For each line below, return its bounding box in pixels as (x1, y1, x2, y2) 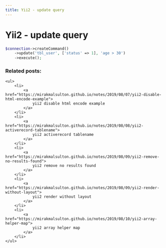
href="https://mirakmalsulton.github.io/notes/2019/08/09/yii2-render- (5, 186, 159, 191)
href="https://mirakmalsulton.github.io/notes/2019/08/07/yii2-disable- (5, 92, 162, 97)
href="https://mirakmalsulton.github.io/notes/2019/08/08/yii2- (5, 123, 144, 128)
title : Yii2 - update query (5, 7, 65, 13)
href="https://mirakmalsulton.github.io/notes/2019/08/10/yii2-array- (5, 217, 157, 222)
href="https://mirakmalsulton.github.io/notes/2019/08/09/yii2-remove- (5, 154, 159, 160)
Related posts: (5, 67, 41, 75)
